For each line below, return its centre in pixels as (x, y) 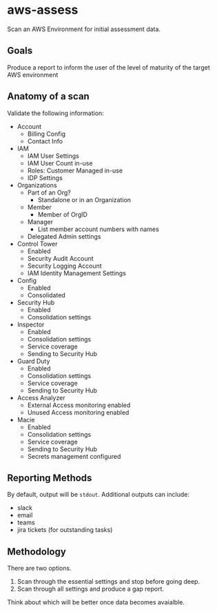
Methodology (37, 552)
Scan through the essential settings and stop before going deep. (108, 582)
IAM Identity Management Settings (76, 273)
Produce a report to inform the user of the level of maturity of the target (108, 67)
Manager (40, 221)
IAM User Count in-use (60, 163)
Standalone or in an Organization (84, 199)
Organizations (37, 185)
